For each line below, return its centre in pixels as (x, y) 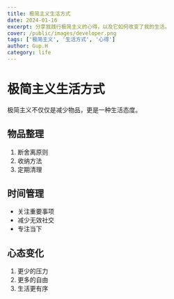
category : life (29, 53)
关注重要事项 (35, 212)
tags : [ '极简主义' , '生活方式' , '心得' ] (61, 40)
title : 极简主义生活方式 (39, 14)
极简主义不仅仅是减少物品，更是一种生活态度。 (74, 109)
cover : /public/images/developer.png (62, 33)
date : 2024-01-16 (32, 20)
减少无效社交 (35, 220)
